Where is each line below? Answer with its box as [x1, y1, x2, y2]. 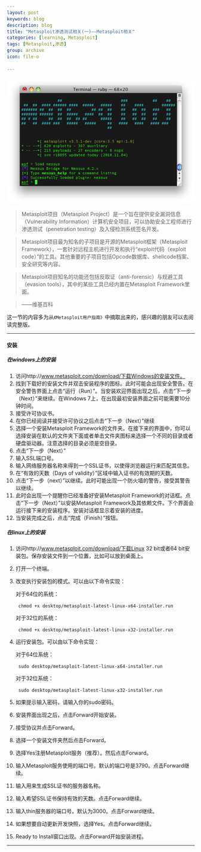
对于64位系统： [15, 651, 54, 658]
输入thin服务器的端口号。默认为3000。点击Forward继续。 [15, 808, 157, 815]
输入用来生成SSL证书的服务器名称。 [15, 782, 104, 789]
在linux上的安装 [7, 529, 46, 536]
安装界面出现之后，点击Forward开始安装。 [15, 711, 120, 719]
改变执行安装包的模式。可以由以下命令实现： [15, 578, 126, 585]
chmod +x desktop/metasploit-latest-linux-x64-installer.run [18, 603, 174, 609]
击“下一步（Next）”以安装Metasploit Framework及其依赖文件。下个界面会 [15, 499, 194, 506]
